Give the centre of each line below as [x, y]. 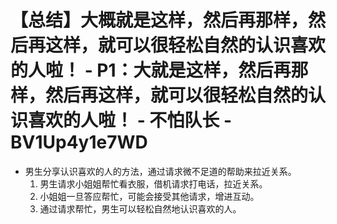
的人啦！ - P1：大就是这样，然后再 [151, 70]
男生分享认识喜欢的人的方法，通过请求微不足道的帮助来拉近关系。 [160, 171]
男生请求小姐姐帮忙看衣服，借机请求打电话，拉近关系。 [153, 183]
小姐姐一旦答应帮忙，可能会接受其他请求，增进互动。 [149, 196]
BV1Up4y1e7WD [79, 142]
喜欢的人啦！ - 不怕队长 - [130, 120]
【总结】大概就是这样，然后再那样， [159, 20]
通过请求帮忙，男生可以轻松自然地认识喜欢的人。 [140, 208]
